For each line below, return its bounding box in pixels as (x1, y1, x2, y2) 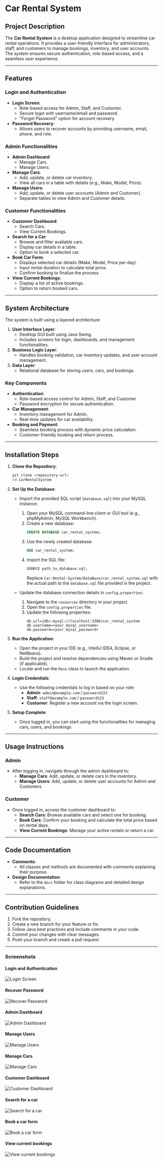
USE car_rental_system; (26, 548, 75, 553)
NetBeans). (19, 650, 42, 656)
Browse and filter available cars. (19, 239, 84, 245)
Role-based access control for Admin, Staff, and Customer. (19, 396, 137, 402)
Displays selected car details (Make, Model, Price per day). (19, 260, 137, 266)
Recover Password (5, 987, 44, 993)
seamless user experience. (5, 56, 59, 61)
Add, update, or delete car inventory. (19, 174, 93, 180)
